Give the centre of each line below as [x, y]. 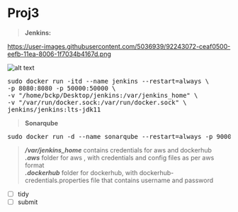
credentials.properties [57, 180]
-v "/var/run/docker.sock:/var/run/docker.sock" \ [97, 102]
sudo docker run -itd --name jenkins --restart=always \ [108, 81]
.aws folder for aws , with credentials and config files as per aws [119, 157]
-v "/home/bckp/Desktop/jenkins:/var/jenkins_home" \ [103, 95]
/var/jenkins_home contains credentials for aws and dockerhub [118, 150]
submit [28, 202]
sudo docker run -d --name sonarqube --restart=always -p [110, 136]
